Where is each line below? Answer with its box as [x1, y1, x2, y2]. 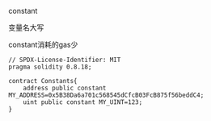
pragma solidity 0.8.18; [8, 63, 92, 71]
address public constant [23, 84, 107, 92]
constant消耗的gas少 [8, 40, 78, 49]
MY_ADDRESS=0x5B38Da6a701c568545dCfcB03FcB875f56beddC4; [8, 91, 205, 99]
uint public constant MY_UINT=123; [23, 98, 143, 106]
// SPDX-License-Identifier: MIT [8, 56, 121, 64]
